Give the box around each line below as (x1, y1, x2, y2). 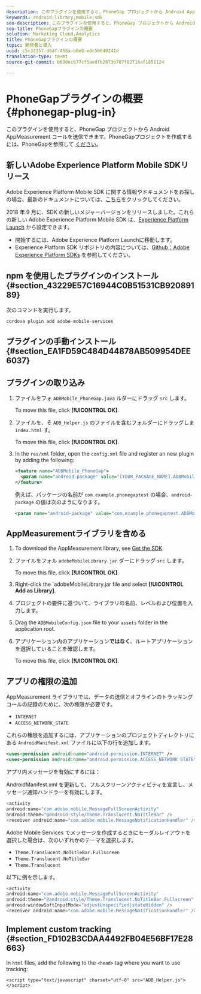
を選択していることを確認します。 (14, 645, 99, 652)
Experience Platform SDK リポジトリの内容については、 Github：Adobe (14, 244, 190, 251)
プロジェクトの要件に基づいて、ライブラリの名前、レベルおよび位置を (14, 600, 188, 607)
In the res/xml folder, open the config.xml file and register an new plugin (14, 450, 194, 457)
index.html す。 (14, 427, 54, 434)
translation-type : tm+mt (6, 53, 68, 59)
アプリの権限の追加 (6, 676, 77, 686)
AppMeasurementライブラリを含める (6, 529, 147, 539)
